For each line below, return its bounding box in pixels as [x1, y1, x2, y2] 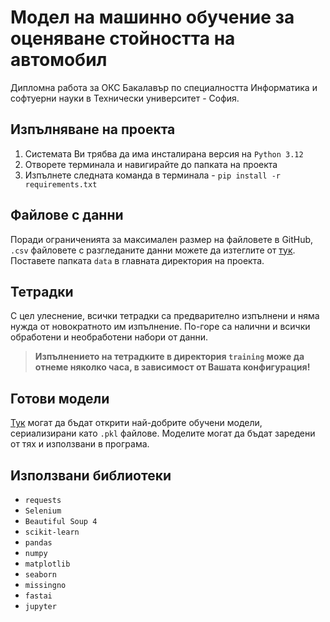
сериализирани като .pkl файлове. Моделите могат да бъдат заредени [10, 427, 316, 440]
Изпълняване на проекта [10, 121, 176, 138]
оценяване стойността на [10, 27, 236, 50]
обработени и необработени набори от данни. [10, 331, 209, 343]
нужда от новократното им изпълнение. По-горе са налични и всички [10, 321, 311, 333]
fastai [24, 591, 53, 601]
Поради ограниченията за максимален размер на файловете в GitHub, [10, 233, 314, 245]
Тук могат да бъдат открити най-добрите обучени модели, [10, 417, 263, 429]
